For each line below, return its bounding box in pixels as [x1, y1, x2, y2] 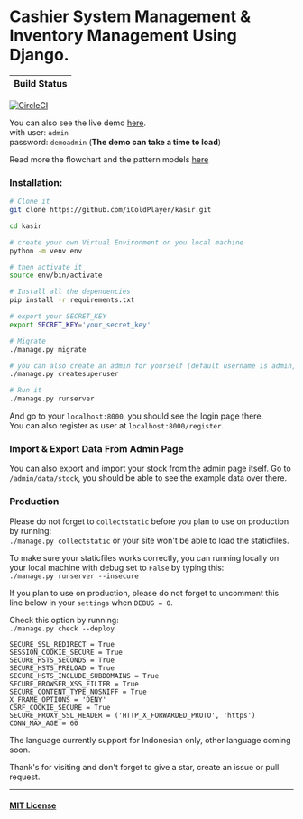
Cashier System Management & [9, 6, 251, 27]
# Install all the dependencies [9, 287, 131, 297]
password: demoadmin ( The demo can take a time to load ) [9, 136, 222, 147]
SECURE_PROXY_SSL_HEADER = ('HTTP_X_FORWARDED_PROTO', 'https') [9, 711, 256, 720]
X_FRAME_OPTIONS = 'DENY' [9, 695, 106, 704]
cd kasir [9, 221, 42, 231]
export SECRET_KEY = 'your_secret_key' [9, 320, 151, 329]
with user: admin [9, 126, 69, 137]
